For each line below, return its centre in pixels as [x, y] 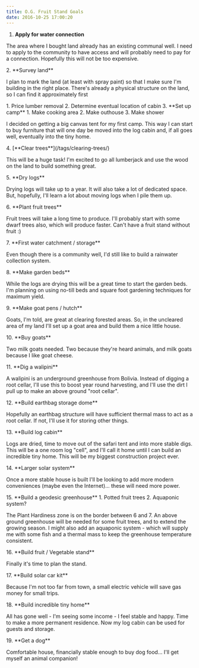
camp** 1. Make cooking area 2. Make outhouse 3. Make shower [85, 112]
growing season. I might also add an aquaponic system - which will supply [97, 528]
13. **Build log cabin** [34, 432]
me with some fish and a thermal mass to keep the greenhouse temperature [99, 534]
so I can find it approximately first [47, 94]
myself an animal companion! [42, 658]
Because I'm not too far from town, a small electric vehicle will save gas [94, 587]
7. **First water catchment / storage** [53, 243]
